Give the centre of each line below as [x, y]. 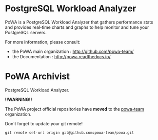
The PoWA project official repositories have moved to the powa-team [75, 109]
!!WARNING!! [19, 99]
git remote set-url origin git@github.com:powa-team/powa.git [69, 133]
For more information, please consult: [43, 42]
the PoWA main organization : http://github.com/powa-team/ [73, 51]
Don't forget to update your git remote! [44, 123]
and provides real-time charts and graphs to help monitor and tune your [77, 27]
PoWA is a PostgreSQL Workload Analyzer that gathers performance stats [79, 22]
